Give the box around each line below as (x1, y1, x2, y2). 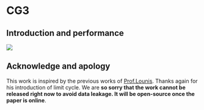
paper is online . (6, 97, 47, 104)
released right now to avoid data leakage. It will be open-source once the (6, 90, 195, 97)
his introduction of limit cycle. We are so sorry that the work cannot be (6, 83, 186, 91)
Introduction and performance (6, 28, 124, 38)
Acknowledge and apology (6, 61, 111, 72)
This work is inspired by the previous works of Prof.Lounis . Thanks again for (6, 77, 198, 84)
